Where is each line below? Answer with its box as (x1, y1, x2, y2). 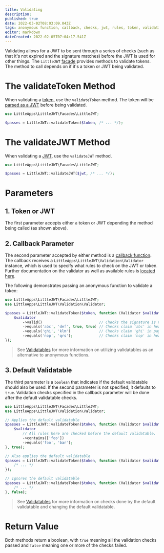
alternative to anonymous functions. (17, 352, 90, 357)
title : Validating (5, 7, 42, 12)
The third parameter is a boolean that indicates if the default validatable (5, 379, 148, 385)
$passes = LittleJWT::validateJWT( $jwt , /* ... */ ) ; (5, 171, 115, 176)
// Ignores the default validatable (5, 476, 80, 481)
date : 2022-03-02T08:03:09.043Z (5, 21, 71, 26)
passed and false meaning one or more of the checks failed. (5, 542, 127, 548)
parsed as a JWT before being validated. (5, 102, 87, 108)
